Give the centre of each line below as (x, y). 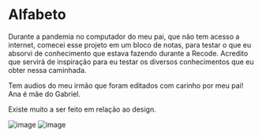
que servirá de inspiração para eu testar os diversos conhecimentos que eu (131, 62)
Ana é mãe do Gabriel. (45, 93)
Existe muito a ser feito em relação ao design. (82, 109)
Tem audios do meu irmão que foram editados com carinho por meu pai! (126, 86)
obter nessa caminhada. (47, 70)
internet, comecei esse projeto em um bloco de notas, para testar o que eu (130, 44)
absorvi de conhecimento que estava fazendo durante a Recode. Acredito (128, 53)
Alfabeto (37, 15)
